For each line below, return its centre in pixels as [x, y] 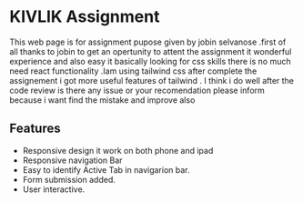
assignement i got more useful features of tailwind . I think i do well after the [151, 80]
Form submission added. [69, 179]
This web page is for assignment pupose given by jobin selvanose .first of [148, 42]
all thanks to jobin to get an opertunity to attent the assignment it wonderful [151, 51]
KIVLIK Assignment [85, 17]
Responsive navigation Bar [72, 160]
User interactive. [54, 189]
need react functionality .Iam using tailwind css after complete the [133, 71]
